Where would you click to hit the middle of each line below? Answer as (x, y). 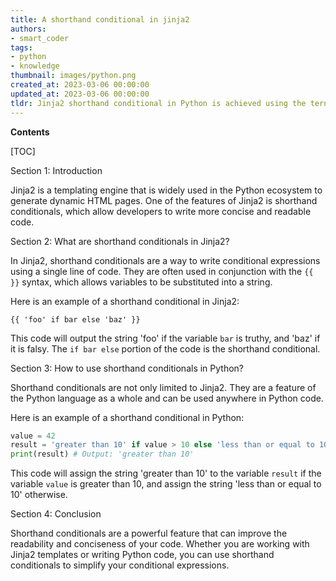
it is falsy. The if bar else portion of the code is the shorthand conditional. (165, 348)
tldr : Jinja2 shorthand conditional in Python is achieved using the (158, 103)
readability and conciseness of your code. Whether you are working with (160, 544)
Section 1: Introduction (56, 170)
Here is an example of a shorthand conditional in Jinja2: (125, 301)
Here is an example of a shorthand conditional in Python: (127, 417)
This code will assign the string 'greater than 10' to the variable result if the (166, 473)
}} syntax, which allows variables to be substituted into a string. (141, 282)
